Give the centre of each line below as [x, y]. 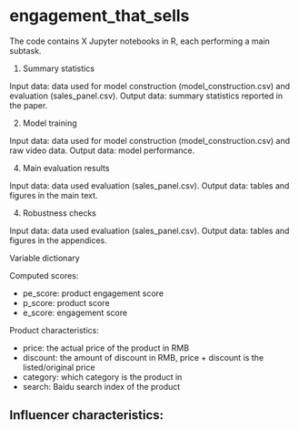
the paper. [29, 105]
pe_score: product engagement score [93, 293]
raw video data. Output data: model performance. [102, 150]
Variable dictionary [45, 258]
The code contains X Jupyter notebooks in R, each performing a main [140, 41]
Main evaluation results [66, 168]
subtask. [25, 50]
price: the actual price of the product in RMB [105, 348]
